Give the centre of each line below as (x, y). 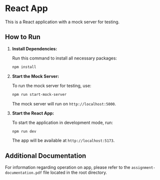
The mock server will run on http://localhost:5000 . (64, 104)
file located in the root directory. (75, 173)
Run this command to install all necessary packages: (64, 58)
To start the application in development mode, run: (62, 122)
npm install (24, 67)
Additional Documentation (46, 156)
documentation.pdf (24, 173)
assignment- (143, 168)
